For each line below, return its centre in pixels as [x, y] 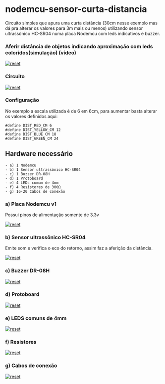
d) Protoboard [22, 294]
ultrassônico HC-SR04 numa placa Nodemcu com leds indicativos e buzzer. [82, 33]
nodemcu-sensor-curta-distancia [76, 9]
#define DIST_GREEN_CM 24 [32, 138]
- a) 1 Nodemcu [21, 165]
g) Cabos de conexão [31, 366]
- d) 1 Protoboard [24, 178]
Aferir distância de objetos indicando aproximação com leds [79, 46]
